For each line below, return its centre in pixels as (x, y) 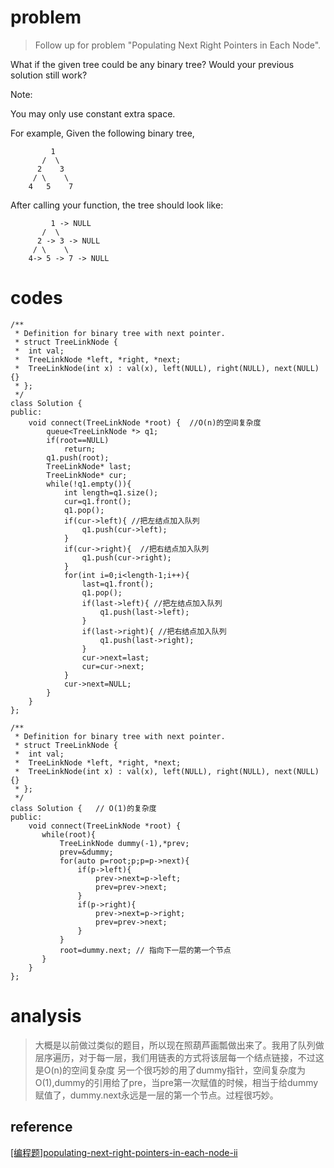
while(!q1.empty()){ (89, 484)
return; (80, 449)
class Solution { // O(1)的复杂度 (83, 808)
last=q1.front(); (118, 584)
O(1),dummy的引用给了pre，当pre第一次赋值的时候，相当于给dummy (176, 1082)
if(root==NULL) (78, 440)
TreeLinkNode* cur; (87, 475)
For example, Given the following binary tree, (102, 133)
